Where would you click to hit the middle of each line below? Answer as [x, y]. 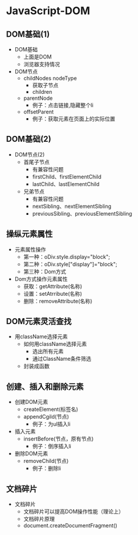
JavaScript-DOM [48, 11]
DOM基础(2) [29, 139]
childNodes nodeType [50, 78]
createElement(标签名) [51, 409]
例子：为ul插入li [51, 424]
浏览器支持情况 [42, 64]
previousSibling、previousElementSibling [82, 213]
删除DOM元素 [31, 454]
